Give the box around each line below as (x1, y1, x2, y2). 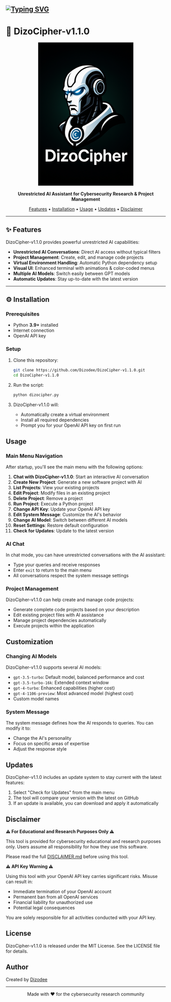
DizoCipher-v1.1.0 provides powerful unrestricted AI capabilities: (6, 239, 140, 245)
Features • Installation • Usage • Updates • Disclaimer (28, 206, 143, 212)
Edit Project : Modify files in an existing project (13, 490, 111, 496)
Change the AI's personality (13, 735, 72, 741)
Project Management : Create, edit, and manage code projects (13, 254, 144, 260)
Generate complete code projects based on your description (13, 607, 140, 613)
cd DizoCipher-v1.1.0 (13, 373, 59, 378)
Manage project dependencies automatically (13, 617, 107, 623)
